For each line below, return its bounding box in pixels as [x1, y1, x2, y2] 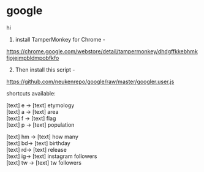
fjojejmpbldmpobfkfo [6, 54, 59, 61]
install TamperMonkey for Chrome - [15, 36, 105, 43]
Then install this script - [15, 65, 75, 73]
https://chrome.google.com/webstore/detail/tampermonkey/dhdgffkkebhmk [6, 47, 198, 55]
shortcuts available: [6, 89, 56, 97]
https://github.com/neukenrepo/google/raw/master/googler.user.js [6, 78, 175, 85]
